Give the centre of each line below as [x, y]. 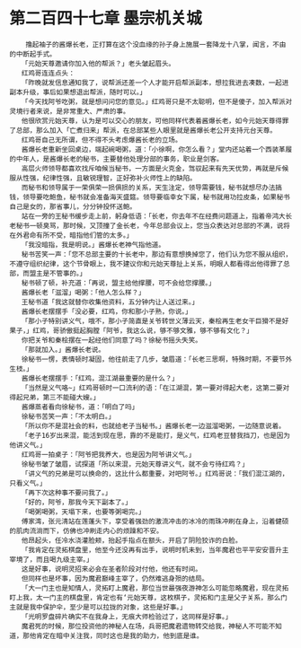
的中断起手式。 [33, 54]
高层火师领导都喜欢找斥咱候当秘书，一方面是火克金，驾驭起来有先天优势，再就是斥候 [155, 168]
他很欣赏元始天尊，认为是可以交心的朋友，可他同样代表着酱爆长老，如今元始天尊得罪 [155, 121]
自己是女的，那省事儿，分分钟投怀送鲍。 [73, 206]
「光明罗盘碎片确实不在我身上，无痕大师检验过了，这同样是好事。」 [127, 617]
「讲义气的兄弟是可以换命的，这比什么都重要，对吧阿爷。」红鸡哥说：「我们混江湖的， [155, 473]
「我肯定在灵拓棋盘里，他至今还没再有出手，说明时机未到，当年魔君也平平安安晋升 [152, 550]
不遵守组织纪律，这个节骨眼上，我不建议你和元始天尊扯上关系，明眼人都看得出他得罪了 [146, 264]
